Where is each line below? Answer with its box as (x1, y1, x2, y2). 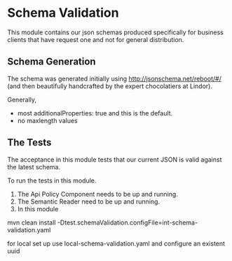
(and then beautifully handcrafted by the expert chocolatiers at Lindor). (7, 82, 212, 90)
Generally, (7, 95, 37, 104)
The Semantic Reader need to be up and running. (17, 197, 160, 206)
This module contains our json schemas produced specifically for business (7, 28, 224, 36)
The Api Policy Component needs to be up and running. (17, 190, 179, 198)
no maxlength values (17, 116, 79, 125)
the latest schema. (7, 162, 61, 171)
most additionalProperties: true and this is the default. (17, 108, 173, 117)
